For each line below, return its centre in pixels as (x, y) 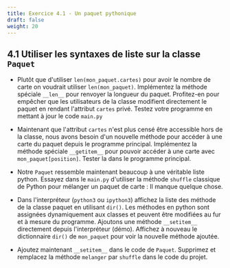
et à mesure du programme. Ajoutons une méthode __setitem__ (107, 222)
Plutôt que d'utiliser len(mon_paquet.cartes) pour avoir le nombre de (114, 80)
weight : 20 (23, 26)
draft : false (26, 20)
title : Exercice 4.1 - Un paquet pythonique (72, 13)
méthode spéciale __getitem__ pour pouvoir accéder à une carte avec (116, 151)
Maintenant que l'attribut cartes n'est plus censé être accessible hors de (120, 130)
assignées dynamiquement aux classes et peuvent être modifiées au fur (119, 214)
